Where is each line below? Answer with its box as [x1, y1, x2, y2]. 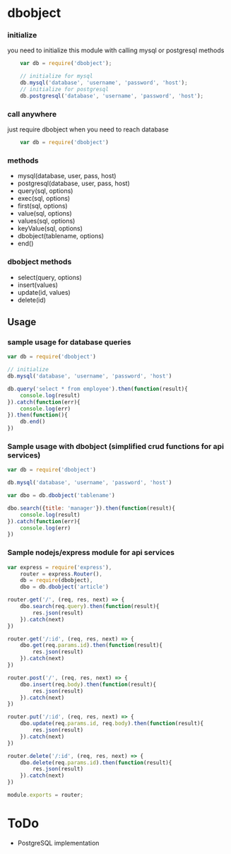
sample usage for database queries [7, 337, 131, 347]
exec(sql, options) [17, 194, 71, 203]
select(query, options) [17, 273, 83, 281]
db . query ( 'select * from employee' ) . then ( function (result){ [7, 385, 189, 392]
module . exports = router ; [7, 792, 83, 799]
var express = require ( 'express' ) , [7, 563, 112, 571]
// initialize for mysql [20, 73, 93, 80]
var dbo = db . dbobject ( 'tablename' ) [7, 492, 115, 499]
